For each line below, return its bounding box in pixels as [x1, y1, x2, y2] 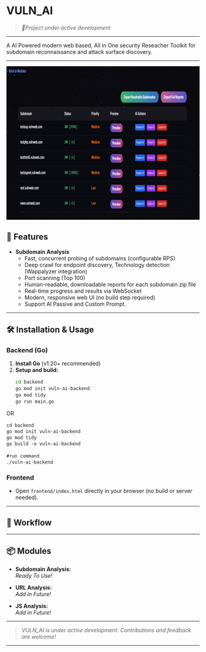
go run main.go [15, 398, 55, 405]
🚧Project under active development [21, 24, 111, 31]
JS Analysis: [15, 602, 48, 610]
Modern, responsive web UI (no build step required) [24, 293, 156, 301]
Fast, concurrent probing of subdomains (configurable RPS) [24, 254, 176, 262]
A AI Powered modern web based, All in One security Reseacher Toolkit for [6, 41, 196, 49]
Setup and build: [15, 367, 58, 374]
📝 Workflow [6, 517, 52, 528]
